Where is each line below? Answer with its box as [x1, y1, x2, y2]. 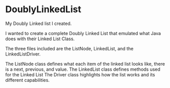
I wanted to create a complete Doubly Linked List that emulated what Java [5, 30, 161, 36]
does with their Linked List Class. [5, 36, 75, 42]
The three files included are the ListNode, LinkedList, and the [5, 45, 134, 51]
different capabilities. [5, 77, 50, 83]
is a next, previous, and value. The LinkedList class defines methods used [5, 66, 161, 72]
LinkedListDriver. [5, 51, 41, 57]
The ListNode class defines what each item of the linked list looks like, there [5, 61, 165, 67]
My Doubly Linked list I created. [5, 20, 72, 26]
